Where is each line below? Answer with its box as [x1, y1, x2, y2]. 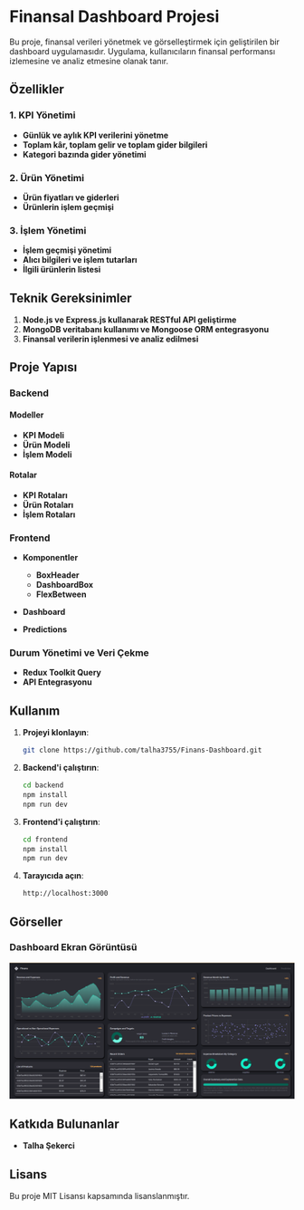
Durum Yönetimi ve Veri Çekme [9, 646, 149, 658]
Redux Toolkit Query [22, 667, 101, 678]
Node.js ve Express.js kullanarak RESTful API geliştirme [22, 314, 237, 325]
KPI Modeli [22, 429, 65, 440]
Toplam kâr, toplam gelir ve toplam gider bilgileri [22, 139, 208, 150]
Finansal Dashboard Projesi [9, 6, 220, 27]
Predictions [22, 624, 68, 635]
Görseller [9, 914, 63, 929]
